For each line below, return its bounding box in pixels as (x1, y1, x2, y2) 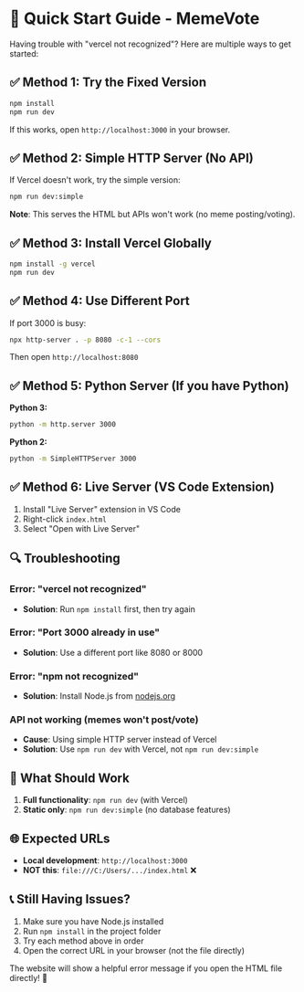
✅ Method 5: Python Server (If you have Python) (9, 378, 289, 394)
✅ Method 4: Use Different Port (9, 293, 190, 309)
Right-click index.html (22, 513, 107, 524)
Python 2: (9, 437, 47, 448)
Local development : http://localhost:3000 (22, 855, 188, 866)
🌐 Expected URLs (9, 830, 110, 846)
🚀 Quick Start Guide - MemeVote (9, 8, 260, 29)
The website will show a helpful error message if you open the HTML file (9, 963, 283, 974)
